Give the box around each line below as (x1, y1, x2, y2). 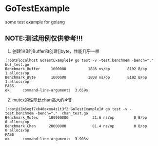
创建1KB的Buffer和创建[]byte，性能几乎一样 (12, 48, 100, 54)
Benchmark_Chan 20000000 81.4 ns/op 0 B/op (5, 124, 147, 128)
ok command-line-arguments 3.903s (5, 136, 89, 141)
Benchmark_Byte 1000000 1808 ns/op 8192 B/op (5, 75, 147, 80)
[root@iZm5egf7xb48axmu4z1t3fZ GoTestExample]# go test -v (5, 107, 128, 111)
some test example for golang (5, 19, 65, 25)
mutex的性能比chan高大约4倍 (12, 97, 72, 103)
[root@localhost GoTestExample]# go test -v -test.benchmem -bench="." (5, 58, 154, 63)
